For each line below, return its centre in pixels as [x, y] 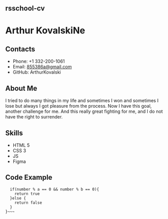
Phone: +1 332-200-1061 [39, 61]
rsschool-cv [25, 8]
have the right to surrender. [34, 117]
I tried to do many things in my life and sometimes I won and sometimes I [82, 101]
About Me [21, 88]
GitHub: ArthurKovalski [37, 72]
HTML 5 [21, 145]
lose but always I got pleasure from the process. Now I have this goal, [79, 106]
